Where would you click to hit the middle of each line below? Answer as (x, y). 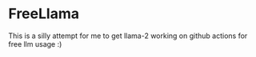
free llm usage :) (35, 44)
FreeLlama (44, 14)
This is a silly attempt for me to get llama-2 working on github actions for (128, 36)
